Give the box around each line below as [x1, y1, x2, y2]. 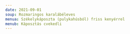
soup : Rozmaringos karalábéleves [5, 12, 76, 17]
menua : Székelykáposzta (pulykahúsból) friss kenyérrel [5, 16, 125, 21]
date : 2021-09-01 [5, 7, 42, 12]
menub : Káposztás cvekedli [5, 21, 62, 26]
